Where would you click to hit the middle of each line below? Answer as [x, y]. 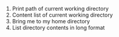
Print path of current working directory [60, 9]
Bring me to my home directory [51, 21]
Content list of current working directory [63, 15]
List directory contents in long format [58, 27]
